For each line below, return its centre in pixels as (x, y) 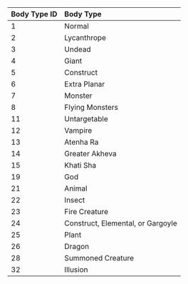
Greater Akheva (90, 154)
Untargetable (86, 119)
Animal (75, 188)
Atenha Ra (81, 142)
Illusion (76, 269)
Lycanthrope (85, 37)
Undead (77, 49)
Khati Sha (80, 165)
